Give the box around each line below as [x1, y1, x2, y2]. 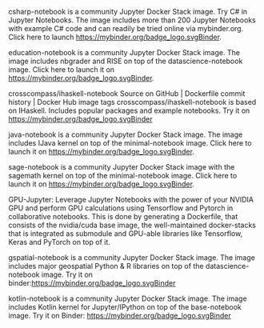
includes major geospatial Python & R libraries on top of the [8, 262, 204, 270]
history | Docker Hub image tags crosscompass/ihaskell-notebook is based [8, 98, 257, 106]
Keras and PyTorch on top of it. [8, 238, 110, 246]
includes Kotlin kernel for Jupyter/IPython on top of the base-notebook [8, 302, 242, 311]
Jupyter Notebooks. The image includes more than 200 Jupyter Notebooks [8, 15, 256, 25]
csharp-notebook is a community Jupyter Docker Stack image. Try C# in [8, 7, 248, 16]
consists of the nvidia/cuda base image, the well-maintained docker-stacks [8, 220, 257, 230]
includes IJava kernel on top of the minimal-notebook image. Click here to [8, 138, 252, 147]
